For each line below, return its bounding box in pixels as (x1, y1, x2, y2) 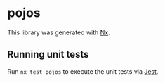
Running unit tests (7, 49, 89, 60)
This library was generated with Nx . (7, 28, 110, 37)
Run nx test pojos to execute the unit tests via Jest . (7, 67, 159, 75)
